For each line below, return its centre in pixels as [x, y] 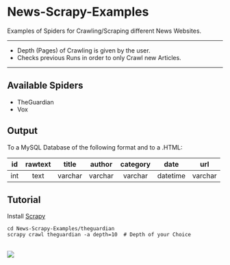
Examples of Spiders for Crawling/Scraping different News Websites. [104, 31]
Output [22, 131]
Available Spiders [45, 86]
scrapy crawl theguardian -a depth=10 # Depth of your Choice [99, 235]
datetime [171, 176]
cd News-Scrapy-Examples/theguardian [61, 229]
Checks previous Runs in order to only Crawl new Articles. [99, 57]
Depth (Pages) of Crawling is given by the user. [84, 50]
